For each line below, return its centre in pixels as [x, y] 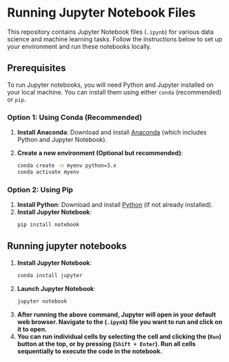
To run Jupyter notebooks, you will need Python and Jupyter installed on [110, 85]
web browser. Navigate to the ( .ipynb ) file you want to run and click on [120, 321]
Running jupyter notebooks [67, 246]
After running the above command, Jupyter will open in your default [116, 314]
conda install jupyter [50, 275]
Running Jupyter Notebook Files [102, 13]
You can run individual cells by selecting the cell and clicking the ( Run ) [119, 336]
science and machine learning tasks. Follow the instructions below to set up [115, 39]
